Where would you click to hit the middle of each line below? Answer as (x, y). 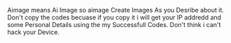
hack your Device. (33, 32)
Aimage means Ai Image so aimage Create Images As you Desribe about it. (116, 10)
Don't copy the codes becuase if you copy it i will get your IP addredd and (114, 17)
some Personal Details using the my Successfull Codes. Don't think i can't (114, 25)
